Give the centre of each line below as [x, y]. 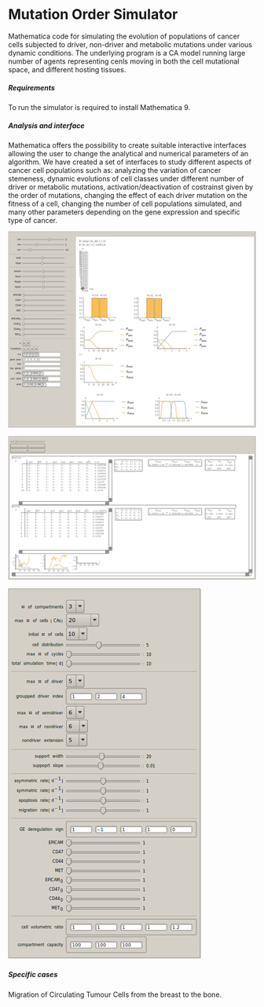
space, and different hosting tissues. [67, 69]
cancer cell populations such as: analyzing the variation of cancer [115, 170]
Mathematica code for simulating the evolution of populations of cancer [124, 36]
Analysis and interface [46, 125]
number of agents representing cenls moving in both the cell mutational [124, 61]
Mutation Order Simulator [93, 15]
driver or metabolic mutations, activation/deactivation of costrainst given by [131, 187]
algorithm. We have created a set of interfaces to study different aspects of [130, 162]
